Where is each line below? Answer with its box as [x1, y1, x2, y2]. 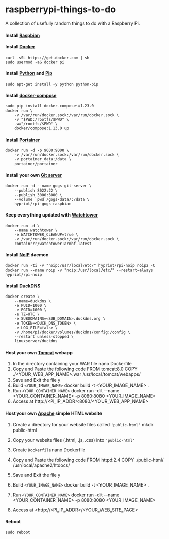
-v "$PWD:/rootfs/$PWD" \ [14, 117, 70, 122]
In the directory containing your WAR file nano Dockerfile [12, 361, 132, 367]
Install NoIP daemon [5, 252, 49, 258]
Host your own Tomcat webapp [5, 349, 73, 355]
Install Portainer [5, 137, 40, 143]
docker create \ [5, 294, 40, 299]
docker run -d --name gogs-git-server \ [5, 183, 92, 188]
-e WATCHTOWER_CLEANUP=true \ [14, 232, 79, 237]
